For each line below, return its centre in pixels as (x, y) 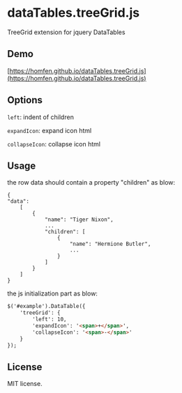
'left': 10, (50, 319)
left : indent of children (41, 117)
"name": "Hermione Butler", (110, 244)
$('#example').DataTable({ (46, 307)
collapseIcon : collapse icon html (54, 144)
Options (25, 100)
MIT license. (25, 384)
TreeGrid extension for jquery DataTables (66, 32)
